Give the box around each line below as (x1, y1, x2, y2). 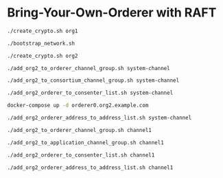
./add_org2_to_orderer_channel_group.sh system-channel (7, 65, 170, 71)
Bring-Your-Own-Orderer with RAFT (7, 5, 217, 21)
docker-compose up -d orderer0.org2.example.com (7, 102, 149, 109)
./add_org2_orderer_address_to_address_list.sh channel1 (7, 164, 174, 171)
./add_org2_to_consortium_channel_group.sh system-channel (7, 77, 180, 84)
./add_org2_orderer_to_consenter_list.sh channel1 (7, 151, 155, 159)
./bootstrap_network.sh (7, 40, 75, 47)
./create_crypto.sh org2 (7, 52, 78, 59)
